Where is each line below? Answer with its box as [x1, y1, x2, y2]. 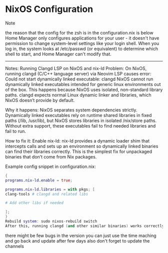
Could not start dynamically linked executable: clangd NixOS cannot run [5, 76, 153, 82]
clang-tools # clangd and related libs [5, 191, 88, 196]
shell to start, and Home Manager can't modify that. [5, 51, 111, 57]
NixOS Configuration [5, 3, 93, 15]
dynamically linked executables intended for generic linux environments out [5, 81, 161, 87]
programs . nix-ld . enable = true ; [5, 177, 72, 183]
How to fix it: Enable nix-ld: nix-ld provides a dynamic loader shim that [5, 137, 150, 143]
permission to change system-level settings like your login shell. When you [5, 40, 159, 46]
